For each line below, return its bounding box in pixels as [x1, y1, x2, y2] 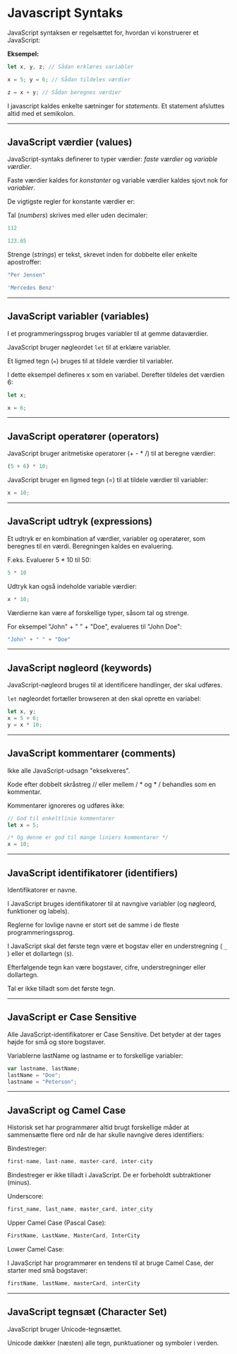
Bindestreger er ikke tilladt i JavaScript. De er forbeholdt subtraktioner [7, 1171, 212, 1179]
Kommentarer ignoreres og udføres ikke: [7, 801, 125, 810]
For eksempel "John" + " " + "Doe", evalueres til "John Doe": [7, 622, 182, 631]
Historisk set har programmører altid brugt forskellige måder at [7, 1123, 190, 1132]
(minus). [7, 1179, 32, 1187]
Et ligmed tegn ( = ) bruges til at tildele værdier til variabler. [7, 356, 174, 365]
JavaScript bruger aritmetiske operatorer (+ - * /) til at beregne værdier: [7, 449, 216, 457]
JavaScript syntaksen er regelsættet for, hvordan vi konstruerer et [7, 28, 199, 37]
